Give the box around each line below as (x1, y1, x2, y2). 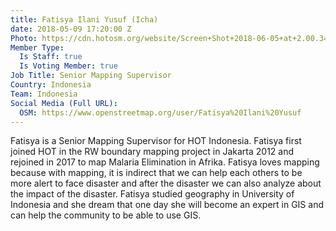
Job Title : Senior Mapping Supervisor (10, 71, 172, 81)
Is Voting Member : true (19, 61, 118, 71)
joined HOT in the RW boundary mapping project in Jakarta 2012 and (10, 146, 295, 158)
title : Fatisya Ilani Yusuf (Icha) (10, 14, 159, 25)
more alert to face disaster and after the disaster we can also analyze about (10, 177, 322, 190)
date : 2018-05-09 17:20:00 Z (10, 24, 132, 34)
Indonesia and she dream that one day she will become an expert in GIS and (10, 199, 324, 211)
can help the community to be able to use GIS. (10, 209, 202, 221)
